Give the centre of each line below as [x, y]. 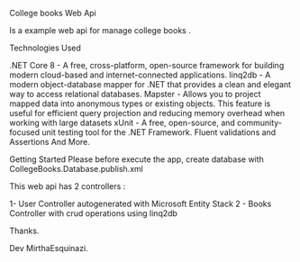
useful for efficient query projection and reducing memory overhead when [147, 113]
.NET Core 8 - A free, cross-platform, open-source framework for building [147, 65]
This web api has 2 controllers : [68, 186]
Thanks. [24, 230]
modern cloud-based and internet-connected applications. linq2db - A [140, 75]
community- [259, 122]
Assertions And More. [50, 142]
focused [25, 132]
